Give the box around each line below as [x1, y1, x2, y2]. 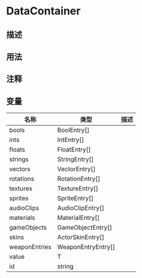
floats [9, 146, 26, 154]
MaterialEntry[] [57, 214, 100, 222]
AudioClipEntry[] [57, 204, 105, 212]
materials [9, 214, 35, 222]
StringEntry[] [57, 155, 94, 164]
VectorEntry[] [57, 165, 96, 173]
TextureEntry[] [57, 185, 99, 193]
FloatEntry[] [57, 146, 91, 154]
